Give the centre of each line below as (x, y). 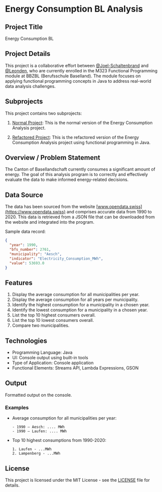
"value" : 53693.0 (27, 263)
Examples (17, 407)
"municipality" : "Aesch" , (36, 254)
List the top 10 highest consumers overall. (54, 315)
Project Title (24, 27)
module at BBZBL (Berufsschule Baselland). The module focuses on (73, 76)
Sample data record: (26, 231)
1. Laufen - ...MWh (32, 449)
